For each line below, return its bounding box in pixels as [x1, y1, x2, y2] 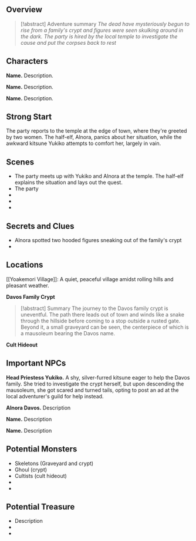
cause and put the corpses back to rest [20, 39, 116, 46]
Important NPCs [6, 358, 66, 368]
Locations [6, 260, 43, 270]
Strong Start [6, 112, 52, 122]
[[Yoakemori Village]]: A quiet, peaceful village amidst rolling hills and [6, 275, 174, 282]
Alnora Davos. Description [6, 404, 71, 411]
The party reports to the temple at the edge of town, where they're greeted [6, 127, 187, 134]
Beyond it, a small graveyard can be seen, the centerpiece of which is [20, 324, 189, 331]
